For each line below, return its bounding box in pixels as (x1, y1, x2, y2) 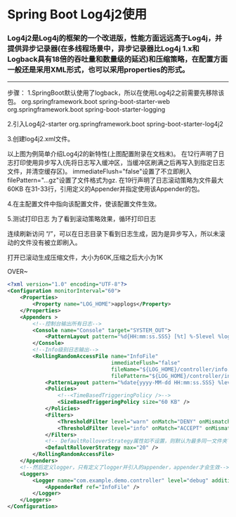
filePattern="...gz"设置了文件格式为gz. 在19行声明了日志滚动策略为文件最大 (7, 176, 224, 185)
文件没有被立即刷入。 (19, 238, 81, 247)
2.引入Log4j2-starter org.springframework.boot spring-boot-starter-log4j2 (7, 120, 223, 129)
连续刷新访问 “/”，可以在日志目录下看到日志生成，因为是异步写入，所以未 (7, 230, 219, 238)
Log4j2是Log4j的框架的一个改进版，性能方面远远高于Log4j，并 (7, 33, 223, 43)
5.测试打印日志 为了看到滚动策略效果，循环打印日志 (7, 215, 156, 223)
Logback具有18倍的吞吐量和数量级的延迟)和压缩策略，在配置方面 (7, 54, 228, 64)
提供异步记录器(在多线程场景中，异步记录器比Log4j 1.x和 (7, 44, 200, 53)
